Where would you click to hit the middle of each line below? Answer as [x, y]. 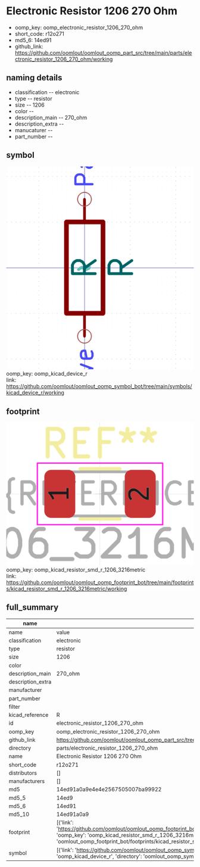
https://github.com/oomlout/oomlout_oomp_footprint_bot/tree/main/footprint [100, 582]
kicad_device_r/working [35, 393]
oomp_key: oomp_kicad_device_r [47, 374]
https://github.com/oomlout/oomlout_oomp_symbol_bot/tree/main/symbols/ [99, 386]
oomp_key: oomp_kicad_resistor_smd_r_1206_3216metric [76, 570]
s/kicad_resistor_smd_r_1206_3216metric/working [67, 589]
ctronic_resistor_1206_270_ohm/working [64, 59]
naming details [34, 78]
